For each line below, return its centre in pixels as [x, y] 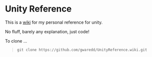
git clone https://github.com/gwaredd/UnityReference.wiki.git [82, 50]
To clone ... [16, 41]
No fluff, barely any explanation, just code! [47, 31]
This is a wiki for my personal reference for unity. [54, 22]
